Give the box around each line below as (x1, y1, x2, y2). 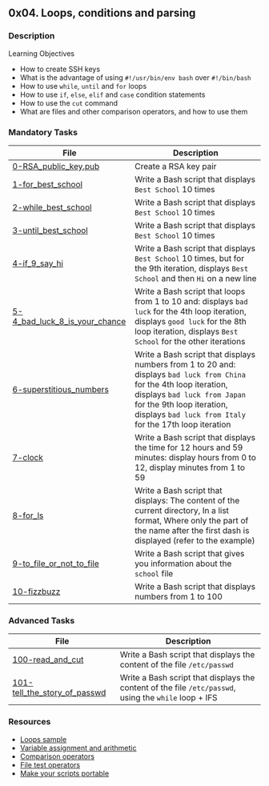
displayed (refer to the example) (134, 535, 255, 546)
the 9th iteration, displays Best (134, 263, 249, 274)
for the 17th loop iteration (134, 419, 231, 430)
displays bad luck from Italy (134, 408, 247, 419)
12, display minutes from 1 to (134, 462, 246, 473)
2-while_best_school (12, 202, 92, 213)
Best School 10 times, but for (134, 252, 245, 263)
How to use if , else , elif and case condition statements (19, 90, 206, 99)
